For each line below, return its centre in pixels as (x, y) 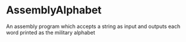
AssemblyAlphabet (54, 10)
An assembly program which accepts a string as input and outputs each (93, 26)
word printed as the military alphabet (51, 32)
